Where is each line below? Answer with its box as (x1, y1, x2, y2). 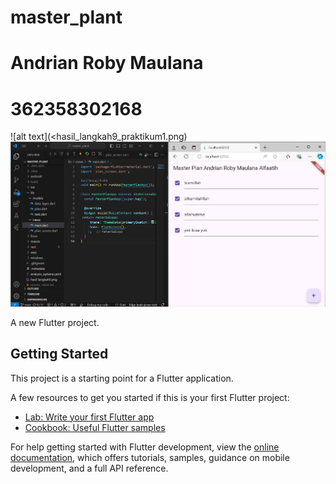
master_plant (10, 6, 123, 29)
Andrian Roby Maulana (10, 52, 204, 75)
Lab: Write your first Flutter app (24, 411, 155, 423)
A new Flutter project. (10, 316, 100, 328)
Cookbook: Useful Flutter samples (24, 421, 166, 433)
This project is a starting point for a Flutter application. (10, 372, 234, 384)
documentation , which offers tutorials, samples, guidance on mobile (10, 451, 290, 463)
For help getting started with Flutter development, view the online (10, 441, 280, 453)
